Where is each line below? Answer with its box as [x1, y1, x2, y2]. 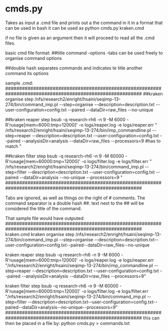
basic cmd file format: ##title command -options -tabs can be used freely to [5, 50, 163, 56]
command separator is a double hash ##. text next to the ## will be [5, 200, 144, 206]
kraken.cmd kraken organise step [5, 231, 74, 237]
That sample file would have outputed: [5, 215, 85, 221]
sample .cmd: [5, 80, 34, 86]
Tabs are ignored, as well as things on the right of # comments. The [5, 195, 145, 201]
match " [5, 143, 22, 149]
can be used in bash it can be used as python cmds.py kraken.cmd [5, 25, 144, 31]
